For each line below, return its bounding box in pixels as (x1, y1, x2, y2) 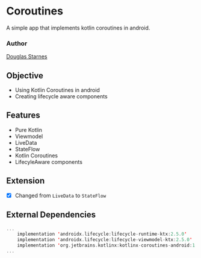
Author (6, 39, 28, 48)
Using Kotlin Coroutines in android (14, 86, 100, 94)
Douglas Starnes (6, 53, 48, 60)
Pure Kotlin (14, 126, 43, 133)
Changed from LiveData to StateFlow (14, 192, 107, 199)
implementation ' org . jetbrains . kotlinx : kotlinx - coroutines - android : (17, 242, 193, 248)
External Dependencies (6, 210, 96, 220)
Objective (6, 71, 44, 81)
